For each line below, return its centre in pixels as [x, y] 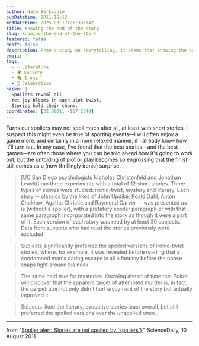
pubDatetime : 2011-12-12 [37, 17]
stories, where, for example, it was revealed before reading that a [100, 252]
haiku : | [17, 89]
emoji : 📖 [17, 56]
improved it [34, 295]
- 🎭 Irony [25, 78]
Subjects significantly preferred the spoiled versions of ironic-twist [102, 246]
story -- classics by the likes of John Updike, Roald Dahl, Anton [98, 196]
